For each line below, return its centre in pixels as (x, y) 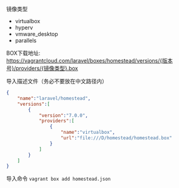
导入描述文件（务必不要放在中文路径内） (57, 81)
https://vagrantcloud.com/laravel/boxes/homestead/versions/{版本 (89, 61)
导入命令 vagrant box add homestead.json (59, 179)
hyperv (24, 27)
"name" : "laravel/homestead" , (54, 98)
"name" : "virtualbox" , (88, 133)
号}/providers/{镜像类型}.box (42, 68)
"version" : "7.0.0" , (63, 115)
